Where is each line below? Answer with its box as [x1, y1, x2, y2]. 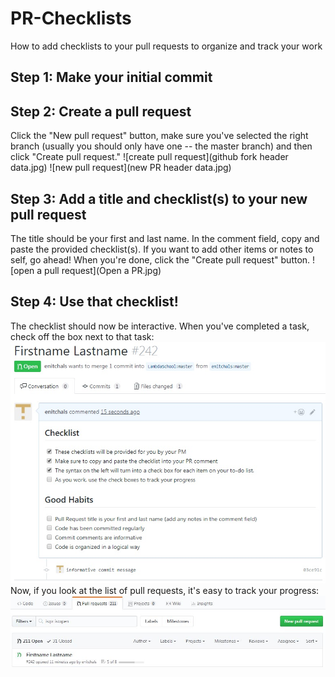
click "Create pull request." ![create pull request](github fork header [10, 151, 289, 163]
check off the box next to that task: [10, 330, 155, 342]
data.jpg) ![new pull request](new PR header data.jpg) [10, 162, 232, 174]
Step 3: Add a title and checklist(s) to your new [10, 190, 308, 207]
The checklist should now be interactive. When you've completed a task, [10, 320, 310, 332]
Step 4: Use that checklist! [10, 293, 179, 311]
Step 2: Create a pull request [10, 103, 192, 120]
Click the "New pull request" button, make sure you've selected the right [10, 130, 309, 142]
